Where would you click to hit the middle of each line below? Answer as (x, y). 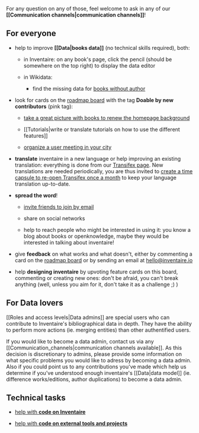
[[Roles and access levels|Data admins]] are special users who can (88, 317)
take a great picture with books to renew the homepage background (107, 117)
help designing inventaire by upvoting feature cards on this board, (96, 272)
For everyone (31, 34)
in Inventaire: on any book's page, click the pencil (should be (98, 59)
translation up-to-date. (42, 184)
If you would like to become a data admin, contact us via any (80, 341)
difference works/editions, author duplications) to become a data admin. (94, 379)
